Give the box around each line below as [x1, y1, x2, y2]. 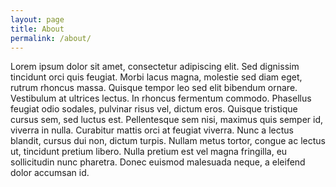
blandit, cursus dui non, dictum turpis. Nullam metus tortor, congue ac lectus [10, 135, 326, 147]
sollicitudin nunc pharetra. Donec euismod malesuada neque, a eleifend [10, 156, 306, 168]
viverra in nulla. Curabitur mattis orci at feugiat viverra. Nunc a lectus [10, 124, 294, 136]
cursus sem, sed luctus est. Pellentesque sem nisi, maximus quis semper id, [10, 114, 324, 126]
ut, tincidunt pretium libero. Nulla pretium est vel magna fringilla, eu [10, 146, 288, 158]
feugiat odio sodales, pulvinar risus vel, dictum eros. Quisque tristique [10, 103, 298, 115]
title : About [10, 24, 65, 34]
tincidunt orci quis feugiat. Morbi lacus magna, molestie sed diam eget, [10, 71, 303, 83]
